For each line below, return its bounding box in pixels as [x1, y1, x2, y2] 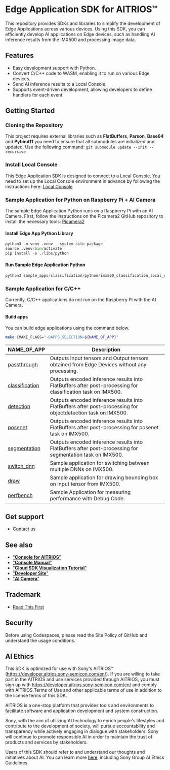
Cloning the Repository [5, 122, 63, 129]
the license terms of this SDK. [5, 692, 67, 699]
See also [5, 540, 33, 549]
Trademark [5, 590, 41, 599]
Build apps [5, 313, 28, 319]
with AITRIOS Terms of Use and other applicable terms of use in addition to [5, 687, 162, 693]
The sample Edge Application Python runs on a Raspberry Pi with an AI [5, 208, 153, 214]
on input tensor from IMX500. [50, 480, 120, 488]
